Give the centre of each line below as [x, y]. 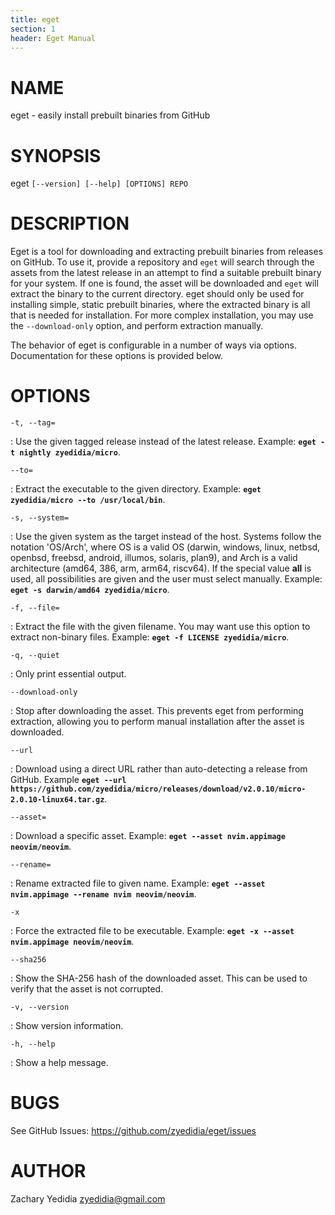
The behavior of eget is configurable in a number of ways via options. [153, 345]
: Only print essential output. [68, 674]
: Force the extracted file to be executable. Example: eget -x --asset [152, 931]
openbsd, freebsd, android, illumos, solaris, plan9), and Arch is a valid [154, 558]
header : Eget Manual [53, 38]
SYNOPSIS [56, 155]
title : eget [35, 19]
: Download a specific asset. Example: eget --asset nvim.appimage [148, 836]
